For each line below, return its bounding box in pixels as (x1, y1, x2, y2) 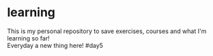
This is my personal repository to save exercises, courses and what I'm (7, 27, 207, 35)
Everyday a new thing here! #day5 (7, 41, 104, 49)
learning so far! (7, 34, 50, 42)
